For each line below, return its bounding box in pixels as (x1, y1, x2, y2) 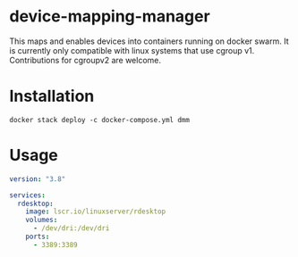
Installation (9, 87, 95, 106)
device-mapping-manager (9, 6, 210, 27)
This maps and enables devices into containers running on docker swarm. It (9, 36, 289, 46)
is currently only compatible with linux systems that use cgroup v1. (9, 45, 255, 55)
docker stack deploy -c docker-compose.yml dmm (9, 115, 191, 124)
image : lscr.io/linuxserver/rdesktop (25, 207, 166, 216)
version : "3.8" (9, 174, 66, 184)
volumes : (25, 216, 58, 225)
